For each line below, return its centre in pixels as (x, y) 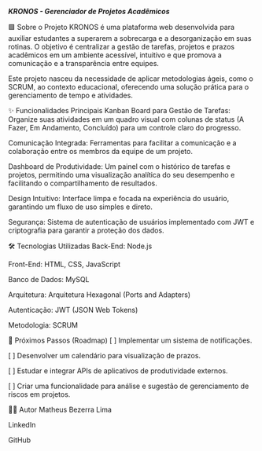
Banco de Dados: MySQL (49, 279)
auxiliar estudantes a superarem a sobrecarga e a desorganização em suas (130, 38)
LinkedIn (22, 425)
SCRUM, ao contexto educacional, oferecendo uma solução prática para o (129, 87)
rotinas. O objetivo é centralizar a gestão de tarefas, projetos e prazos (121, 47)
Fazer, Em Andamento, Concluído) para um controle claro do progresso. (125, 128)
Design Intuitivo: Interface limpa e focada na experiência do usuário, (119, 198)
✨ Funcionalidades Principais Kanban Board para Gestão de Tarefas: (119, 110)
